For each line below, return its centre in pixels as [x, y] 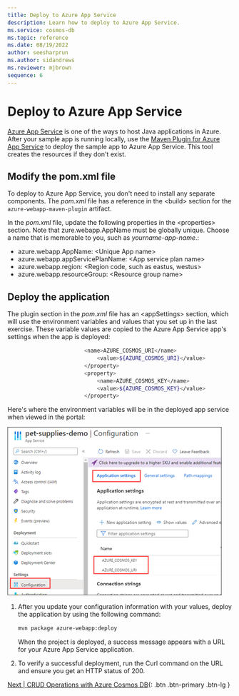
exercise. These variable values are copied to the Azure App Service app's [117, 329]
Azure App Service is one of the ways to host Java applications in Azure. [114, 131]
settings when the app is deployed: [59, 337]
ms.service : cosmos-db [41, 30]
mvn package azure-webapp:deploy [67, 628]
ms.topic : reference [38, 38]
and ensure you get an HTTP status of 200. [81, 671]
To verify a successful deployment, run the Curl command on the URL [120, 663]
